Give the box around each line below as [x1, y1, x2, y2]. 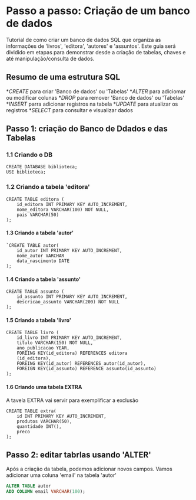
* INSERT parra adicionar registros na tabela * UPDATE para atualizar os [6, 100, 178, 107]
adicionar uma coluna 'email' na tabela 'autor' [6, 472, 117, 479]
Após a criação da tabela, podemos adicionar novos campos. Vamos [6, 465, 172, 473]
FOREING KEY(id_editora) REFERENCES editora [16, 350, 128, 357]
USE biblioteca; [6, 169, 46, 175]
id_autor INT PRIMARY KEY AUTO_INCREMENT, [16, 247, 122, 253]
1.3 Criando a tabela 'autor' [6, 229, 74, 237]
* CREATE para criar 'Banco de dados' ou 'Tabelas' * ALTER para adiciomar [6, 87, 186, 95]
